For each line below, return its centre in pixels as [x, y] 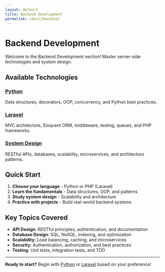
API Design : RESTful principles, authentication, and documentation [80, 229]
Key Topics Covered [36, 217]
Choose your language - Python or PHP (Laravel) [62, 187]
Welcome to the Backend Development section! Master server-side [73, 56]
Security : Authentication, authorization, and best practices [72, 245]
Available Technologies [41, 77]
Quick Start [23, 175]
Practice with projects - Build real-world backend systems [72, 202]
